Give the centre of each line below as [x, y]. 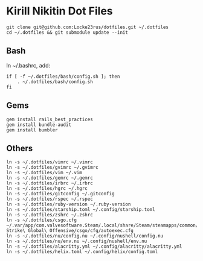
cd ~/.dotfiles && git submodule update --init [67, 32]
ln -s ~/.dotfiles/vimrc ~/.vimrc [50, 162]
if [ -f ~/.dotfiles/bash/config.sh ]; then [63, 77]
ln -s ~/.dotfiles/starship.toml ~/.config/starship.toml [81, 210]
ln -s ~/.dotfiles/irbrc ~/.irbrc [50, 183]
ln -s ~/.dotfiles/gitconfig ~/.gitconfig [60, 194]
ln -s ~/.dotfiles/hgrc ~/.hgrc [47, 189]
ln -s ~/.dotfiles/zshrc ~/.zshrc [50, 215]
